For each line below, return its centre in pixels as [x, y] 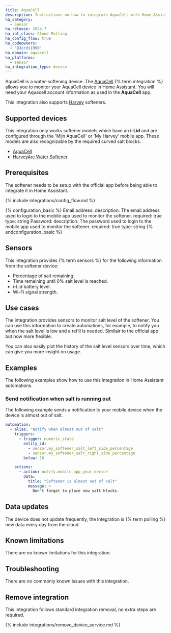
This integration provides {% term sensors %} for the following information [83, 260]
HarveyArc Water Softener [40, 157]
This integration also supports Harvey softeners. [56, 102]
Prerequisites [27, 173]
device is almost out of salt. [34, 415]
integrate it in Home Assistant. [37, 190]
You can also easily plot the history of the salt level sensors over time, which [85, 346]
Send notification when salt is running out [58, 399]
